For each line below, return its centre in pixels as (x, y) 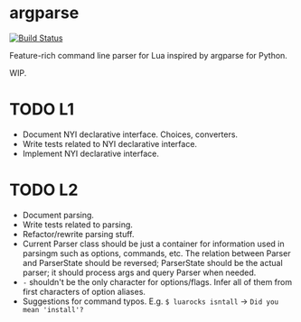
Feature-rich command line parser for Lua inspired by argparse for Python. (148, 55)
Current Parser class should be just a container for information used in (153, 244)
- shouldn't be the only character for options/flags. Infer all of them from (157, 281)
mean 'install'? (53, 309)
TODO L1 (42, 110)
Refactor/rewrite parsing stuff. (78, 234)
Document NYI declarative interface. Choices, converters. (130, 134)
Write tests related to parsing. (78, 225)
